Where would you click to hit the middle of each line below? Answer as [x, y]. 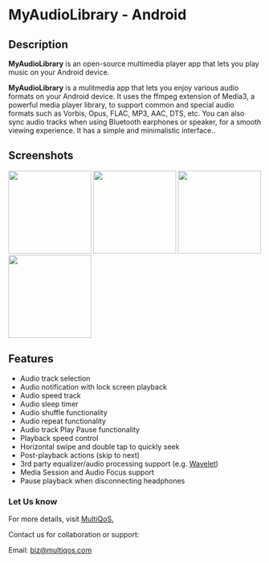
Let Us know [33, 501]
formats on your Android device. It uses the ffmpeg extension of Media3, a [132, 96]
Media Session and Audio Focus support [87, 472]
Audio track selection [55, 378]
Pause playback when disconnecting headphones [102, 480]
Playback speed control [59, 438]
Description [38, 45]
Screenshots [41, 155]
